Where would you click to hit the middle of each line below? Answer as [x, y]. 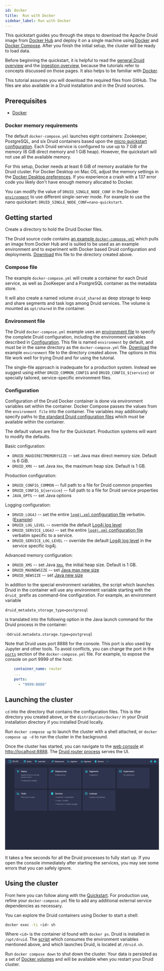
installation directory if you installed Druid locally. [54, 722]
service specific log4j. [34, 546]
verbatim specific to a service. [42, 535]
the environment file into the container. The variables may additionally [76, 412]
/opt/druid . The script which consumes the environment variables [72, 939]
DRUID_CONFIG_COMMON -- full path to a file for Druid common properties [82, 485]
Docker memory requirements [41, 126]
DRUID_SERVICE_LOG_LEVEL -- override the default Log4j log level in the [82, 541]
